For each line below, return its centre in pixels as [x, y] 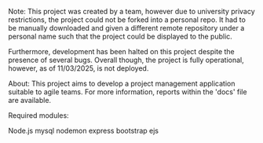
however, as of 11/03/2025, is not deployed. [79, 68]
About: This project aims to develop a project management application [122, 83]
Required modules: [38, 115]
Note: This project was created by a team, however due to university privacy [131, 11]
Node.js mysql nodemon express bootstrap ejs [84, 130]
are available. [30, 100]
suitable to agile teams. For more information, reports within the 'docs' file [128, 92]
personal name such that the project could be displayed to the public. [121, 36]
